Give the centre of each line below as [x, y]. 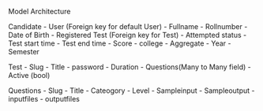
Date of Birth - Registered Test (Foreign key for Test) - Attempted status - [128, 35]
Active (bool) [29, 75]
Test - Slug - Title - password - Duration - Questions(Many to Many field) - [130, 67]
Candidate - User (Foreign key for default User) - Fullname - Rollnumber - [128, 26]
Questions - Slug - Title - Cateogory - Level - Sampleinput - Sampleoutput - [131, 91]
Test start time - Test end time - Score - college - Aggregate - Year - [120, 43]
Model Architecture [39, 11]
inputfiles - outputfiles [44, 99]
